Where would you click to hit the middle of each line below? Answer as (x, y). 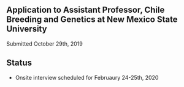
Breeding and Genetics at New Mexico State (92, 20)
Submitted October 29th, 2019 (44, 43)
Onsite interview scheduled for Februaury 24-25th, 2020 (87, 77)
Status (19, 63)
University (27, 29)
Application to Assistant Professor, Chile (86, 10)
